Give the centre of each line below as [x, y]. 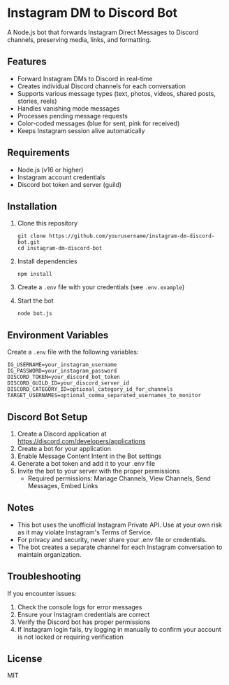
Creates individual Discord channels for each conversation [102, 86]
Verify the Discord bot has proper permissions [84, 622]
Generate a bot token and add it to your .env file [86, 463]
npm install [35, 275]
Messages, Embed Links [63, 486]
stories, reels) [37, 101]
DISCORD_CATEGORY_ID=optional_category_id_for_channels [90, 389]
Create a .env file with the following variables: [73, 352]
